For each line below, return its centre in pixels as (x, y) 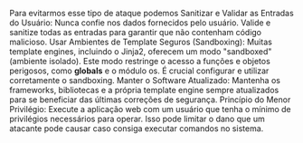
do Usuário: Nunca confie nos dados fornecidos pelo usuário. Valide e (140, 23)
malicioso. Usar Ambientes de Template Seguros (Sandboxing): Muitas (141, 42)
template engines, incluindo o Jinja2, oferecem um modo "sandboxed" (141, 52)
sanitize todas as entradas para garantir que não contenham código (136, 32)
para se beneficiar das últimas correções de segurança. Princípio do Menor (150, 100)
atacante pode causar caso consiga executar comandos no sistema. (137, 129)
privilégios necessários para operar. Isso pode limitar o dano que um (137, 119)
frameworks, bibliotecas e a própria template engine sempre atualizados (144, 90)
